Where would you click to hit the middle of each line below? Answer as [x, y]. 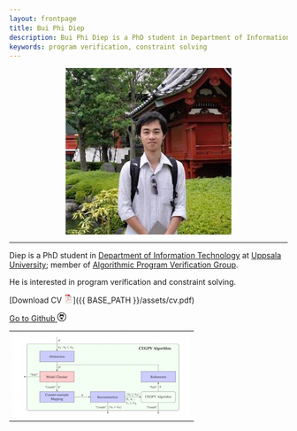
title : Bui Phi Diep [47, 28]
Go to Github [32, 319]
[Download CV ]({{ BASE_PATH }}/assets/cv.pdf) [102, 300]
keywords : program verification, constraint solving [108, 47]
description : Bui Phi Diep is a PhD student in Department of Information [150, 37]
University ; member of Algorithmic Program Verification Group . [124, 265]
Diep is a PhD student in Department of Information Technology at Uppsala [145, 256]
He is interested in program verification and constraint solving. [123, 282]
